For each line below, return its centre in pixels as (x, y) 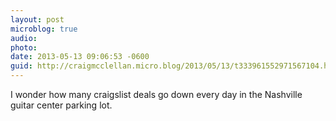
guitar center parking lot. (61, 105)
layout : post (37, 19)
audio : (24, 38)
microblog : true (44, 29)
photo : (24, 47)
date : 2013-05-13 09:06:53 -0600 (80, 57)
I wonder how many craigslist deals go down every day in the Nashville (156, 94)
